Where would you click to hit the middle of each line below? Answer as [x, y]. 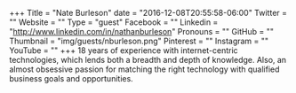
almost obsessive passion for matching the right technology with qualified [144, 69]
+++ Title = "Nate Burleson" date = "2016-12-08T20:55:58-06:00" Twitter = [148, 13]
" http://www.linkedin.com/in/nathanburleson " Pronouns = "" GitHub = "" [141, 31]
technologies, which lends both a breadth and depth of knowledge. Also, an [148, 60]
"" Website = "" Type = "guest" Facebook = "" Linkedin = [114, 22]
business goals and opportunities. [71, 78]
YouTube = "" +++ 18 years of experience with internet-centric [124, 50]
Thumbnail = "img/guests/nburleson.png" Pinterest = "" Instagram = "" [139, 41]
